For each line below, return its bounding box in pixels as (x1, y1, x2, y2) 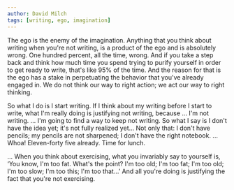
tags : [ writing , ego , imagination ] (7, 17, 111, 24)
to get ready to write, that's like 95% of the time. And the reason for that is (7, 66, 221, 74)
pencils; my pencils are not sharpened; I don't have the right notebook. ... (7, 131, 219, 140)
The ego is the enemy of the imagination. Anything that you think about (7, 36, 212, 44)
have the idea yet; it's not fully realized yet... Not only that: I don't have (7, 124, 211, 132)
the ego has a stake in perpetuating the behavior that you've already (7, 73, 204, 81)
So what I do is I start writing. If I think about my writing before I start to (7, 101, 212, 110)
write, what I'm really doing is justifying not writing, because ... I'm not (7, 109, 210, 117)
